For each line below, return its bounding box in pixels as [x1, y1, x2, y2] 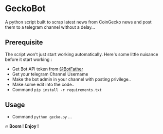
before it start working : [5, 57, 52, 62]
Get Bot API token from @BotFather [12, 66, 84, 72]
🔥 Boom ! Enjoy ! [5, 123, 39, 129]
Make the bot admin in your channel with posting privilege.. [12, 76, 131, 82]
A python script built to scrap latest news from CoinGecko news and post [5, 19, 152, 25]
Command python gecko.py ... [12, 114, 72, 119]
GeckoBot [5, 3, 46, 14]
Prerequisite [5, 38, 43, 47]
